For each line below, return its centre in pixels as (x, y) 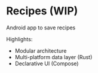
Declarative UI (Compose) (47, 63)
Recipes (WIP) (42, 11)
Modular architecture (41, 51)
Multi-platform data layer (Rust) (53, 57)
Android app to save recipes (41, 28)
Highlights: (19, 39)
